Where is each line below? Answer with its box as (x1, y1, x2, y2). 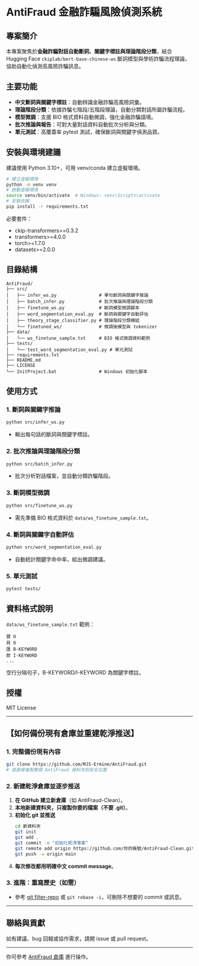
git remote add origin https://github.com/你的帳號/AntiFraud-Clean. (14, 845, 187, 851)
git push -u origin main (14, 851, 76, 857)
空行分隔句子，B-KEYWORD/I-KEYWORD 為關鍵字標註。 (6, 669, 145, 676)
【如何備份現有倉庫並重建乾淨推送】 (6, 728, 139, 738)
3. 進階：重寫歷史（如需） (6, 879, 81, 887)
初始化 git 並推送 (14, 812, 56, 819)
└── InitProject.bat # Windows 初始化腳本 (6, 369, 148, 375)
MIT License (6, 704, 37, 711)
